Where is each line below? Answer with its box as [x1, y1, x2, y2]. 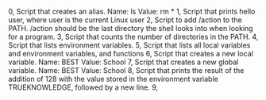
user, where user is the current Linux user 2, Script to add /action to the [8, 15, 242, 25]
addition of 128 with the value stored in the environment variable [8, 75, 218, 83]
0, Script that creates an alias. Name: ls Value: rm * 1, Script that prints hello [8, 7, 256, 16]
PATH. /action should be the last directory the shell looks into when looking [8, 24, 253, 33]
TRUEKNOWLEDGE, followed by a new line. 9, [8, 83, 159, 92]
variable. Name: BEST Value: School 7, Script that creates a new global [8, 57, 239, 67]
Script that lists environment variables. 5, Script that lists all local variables [8, 40, 251, 50]
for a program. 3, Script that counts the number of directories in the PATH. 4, [8, 32, 259, 41]
